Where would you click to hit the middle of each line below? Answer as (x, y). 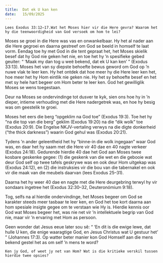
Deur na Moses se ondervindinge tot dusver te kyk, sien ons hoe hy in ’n (77, 97)
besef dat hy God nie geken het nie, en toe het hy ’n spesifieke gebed (75, 56)
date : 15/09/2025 (25, 14)
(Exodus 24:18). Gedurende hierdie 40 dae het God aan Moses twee (73, 152)
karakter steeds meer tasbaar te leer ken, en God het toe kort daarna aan (78, 202)
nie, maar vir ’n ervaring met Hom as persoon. (51, 217)
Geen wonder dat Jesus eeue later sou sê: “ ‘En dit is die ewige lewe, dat (78, 226)
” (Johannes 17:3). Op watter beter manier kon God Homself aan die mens (79, 237)
